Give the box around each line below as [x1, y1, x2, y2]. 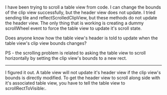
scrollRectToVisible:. [5, 86, 47, 91]
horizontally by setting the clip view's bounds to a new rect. [5, 55, 127, 61]
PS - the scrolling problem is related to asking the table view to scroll [5, 50, 146, 56]
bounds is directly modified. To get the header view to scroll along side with [5, 75, 161, 81]
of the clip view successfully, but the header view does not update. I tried [5, 9, 156, 15]
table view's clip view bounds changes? [5, 40, 87, 46]
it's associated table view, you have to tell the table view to [5, 80, 125, 86]
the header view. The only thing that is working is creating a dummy [5, 20, 144, 26]
